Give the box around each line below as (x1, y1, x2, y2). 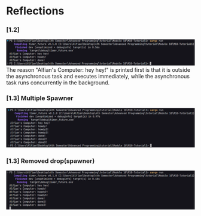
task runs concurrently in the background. (6, 79, 110, 86)
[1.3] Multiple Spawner (6, 94, 74, 102)
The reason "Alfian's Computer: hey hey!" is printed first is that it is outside (6, 66, 190, 74)
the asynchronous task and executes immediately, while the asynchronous (6, 73, 190, 80)
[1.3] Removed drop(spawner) (6, 157, 95, 165)
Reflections (6, 4, 65, 18)
